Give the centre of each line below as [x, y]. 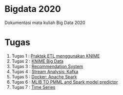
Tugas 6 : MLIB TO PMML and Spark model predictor [65, 82]
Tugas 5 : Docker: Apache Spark [44, 76]
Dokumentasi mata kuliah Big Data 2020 [45, 23]
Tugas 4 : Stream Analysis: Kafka [45, 71]
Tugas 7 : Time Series [33, 87]
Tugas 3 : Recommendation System [47, 66]
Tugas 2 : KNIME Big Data [38, 61]
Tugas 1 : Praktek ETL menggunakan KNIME [56, 56]
